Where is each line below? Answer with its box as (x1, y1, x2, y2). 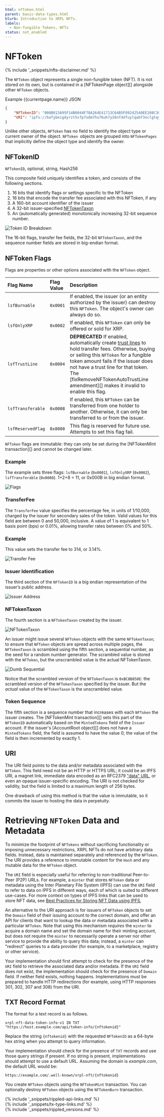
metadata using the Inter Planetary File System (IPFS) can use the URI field (5, 882, 155, 888)
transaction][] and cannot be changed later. (5, 446, 93, 452)
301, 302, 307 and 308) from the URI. (5, 984, 81, 990)
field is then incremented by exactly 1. (5, 735, 82, 741)
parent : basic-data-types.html (5, 12, 69, 17)
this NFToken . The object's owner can (70, 305, 154, 312)
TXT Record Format (5, 998, 66, 1006)
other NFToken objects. (5, 86, 50, 93)
